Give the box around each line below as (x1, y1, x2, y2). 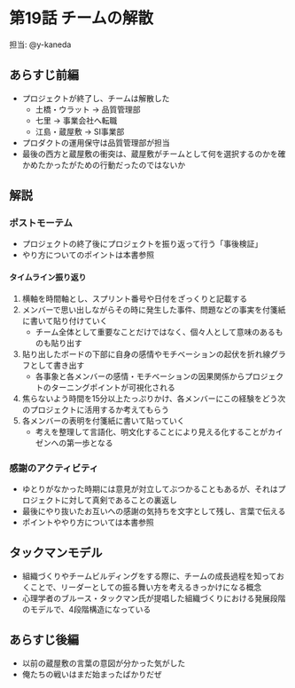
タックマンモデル (9, 545, 103, 560)
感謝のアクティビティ (9, 462, 99, 474)
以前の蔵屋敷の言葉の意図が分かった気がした (21, 658, 186, 668)
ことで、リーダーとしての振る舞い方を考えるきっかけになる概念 (29, 581, 262, 592)
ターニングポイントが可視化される (50, 382, 175, 392)
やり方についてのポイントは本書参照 (21, 249, 155, 260)
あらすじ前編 (9, 67, 80, 83)
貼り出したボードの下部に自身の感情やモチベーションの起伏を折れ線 (21, 348, 271, 360)
